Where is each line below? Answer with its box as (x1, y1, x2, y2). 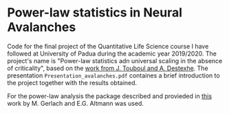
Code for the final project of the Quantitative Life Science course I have (7, 42, 209, 50)
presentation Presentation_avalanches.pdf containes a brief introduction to (7, 71, 220, 80)
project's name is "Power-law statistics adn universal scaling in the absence (7, 56, 223, 65)
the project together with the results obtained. (7, 78, 138, 87)
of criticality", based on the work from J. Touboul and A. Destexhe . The (7, 64, 208, 72)
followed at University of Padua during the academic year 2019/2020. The (7, 49, 217, 58)
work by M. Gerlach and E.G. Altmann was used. (7, 99, 144, 107)
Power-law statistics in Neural (7, 5, 182, 21)
